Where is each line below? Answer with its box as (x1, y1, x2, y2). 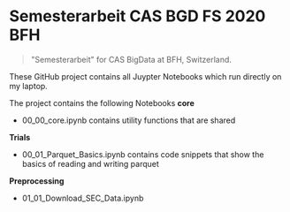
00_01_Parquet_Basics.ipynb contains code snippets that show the (21, 148, 264, 160)
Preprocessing (9, 175, 65, 186)
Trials (9, 132, 31, 142)
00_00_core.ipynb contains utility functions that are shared (21, 115, 236, 125)
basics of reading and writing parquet (21, 158, 159, 169)
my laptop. (9, 80, 49, 91)
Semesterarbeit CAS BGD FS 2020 (9, 6, 266, 26)
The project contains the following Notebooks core (9, 97, 195, 108)
